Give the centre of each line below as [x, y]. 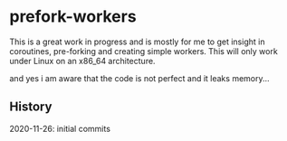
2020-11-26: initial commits [60, 128]
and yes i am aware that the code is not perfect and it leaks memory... [139, 78]
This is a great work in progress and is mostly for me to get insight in [137, 42]
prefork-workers [73, 17]
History [31, 107]
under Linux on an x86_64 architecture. [82, 61]
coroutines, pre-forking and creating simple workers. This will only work [143, 51]
